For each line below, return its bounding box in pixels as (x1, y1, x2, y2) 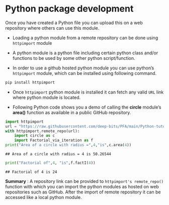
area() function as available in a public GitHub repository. (12, 109, 131, 116)
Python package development (5, 3, 134, 15)
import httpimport (5, 119, 44, 124)
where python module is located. (12, 94, 81, 100)
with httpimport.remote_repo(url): (5, 129, 80, 134)
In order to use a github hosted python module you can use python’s (12, 65, 154, 71)
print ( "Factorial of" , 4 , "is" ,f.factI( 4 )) (5, 160, 96, 166)
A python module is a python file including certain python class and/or (12, 50, 158, 56)
